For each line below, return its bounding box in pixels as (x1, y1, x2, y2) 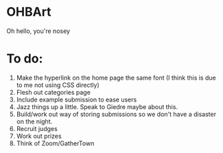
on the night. (16, 117, 53, 126)
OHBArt (6, 4, 52, 20)
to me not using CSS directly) (16, 80, 100, 89)
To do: (6, 51, 43, 67)
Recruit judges (16, 124, 58, 132)
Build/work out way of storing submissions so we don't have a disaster (16, 110, 217, 118)
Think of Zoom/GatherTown (16, 139, 95, 148)
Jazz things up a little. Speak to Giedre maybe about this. (16, 102, 178, 110)
